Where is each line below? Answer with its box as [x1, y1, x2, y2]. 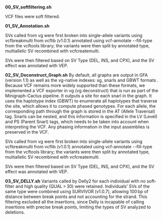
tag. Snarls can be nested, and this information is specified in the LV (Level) [5, 114, 158, 119]
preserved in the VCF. [5, 129, 49, 135]
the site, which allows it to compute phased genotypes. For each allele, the [5, 103, 156, 109]
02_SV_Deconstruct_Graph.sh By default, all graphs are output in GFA [5, 72, 148, 78]
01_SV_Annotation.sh [5, 23, 50, 29]
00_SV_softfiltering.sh [5, 4, 52, 10]
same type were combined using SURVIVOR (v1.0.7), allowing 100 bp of [5, 189, 149, 194]
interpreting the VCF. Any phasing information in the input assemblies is [5, 124, 150, 130]
